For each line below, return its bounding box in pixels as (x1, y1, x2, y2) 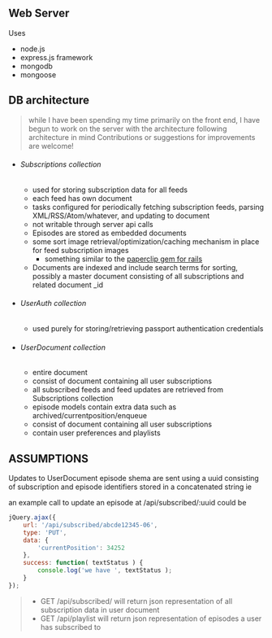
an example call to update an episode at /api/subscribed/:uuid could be (8, 498, 247, 508)
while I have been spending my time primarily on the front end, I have (28, 115, 261, 125)
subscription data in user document (40, 605, 160, 614)
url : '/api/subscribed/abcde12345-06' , (23, 521, 158, 529)
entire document (32, 368, 88, 378)
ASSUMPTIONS (8, 452, 89, 465)
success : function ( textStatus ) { (23, 559, 144, 567)
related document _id (32, 280, 104, 290)
